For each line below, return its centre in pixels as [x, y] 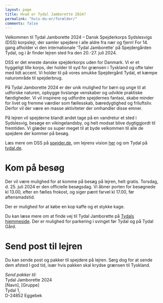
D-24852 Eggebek [24, 296]
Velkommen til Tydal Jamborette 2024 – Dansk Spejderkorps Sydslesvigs [79, 37]
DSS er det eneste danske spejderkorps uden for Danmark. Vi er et [72, 62]
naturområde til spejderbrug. [34, 78]
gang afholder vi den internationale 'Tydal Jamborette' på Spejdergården [78, 48]
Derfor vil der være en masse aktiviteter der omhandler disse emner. [74, 108]
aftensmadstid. [20, 197]
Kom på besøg [35, 168]
